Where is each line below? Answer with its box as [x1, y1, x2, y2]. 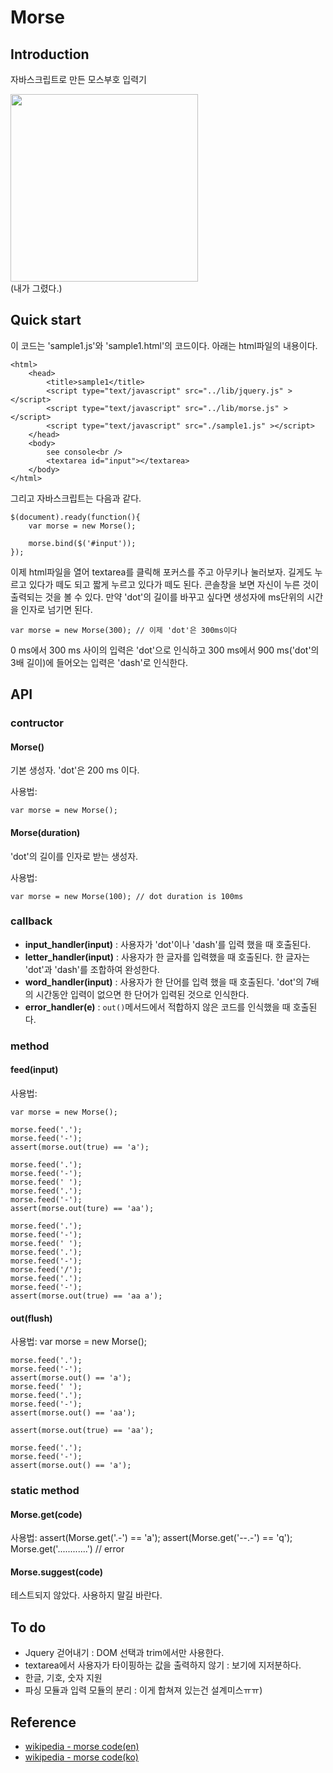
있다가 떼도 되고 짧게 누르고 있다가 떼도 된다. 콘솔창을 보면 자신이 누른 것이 [28, 578, 320, 590]
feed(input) [10, 1064, 59, 1076]
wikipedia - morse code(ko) [24, 1751, 139, 1763]
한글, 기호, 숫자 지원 [24, 1672, 103, 1684]
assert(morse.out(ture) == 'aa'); [10, 1203, 155, 1213]
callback [10, 914, 53, 928]
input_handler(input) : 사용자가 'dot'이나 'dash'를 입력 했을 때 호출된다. [24, 938, 312, 950]
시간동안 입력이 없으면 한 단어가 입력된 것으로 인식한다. [35, 988, 250, 1000]
